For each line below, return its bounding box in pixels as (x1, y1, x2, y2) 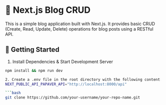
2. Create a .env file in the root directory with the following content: (5, 77, 163, 82)
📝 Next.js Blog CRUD (5, 4, 91, 16)
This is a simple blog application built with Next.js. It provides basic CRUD (5, 21, 156, 27)
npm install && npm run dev (5, 68, 63, 73)
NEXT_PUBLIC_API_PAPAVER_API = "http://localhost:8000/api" (5, 81, 127, 87)
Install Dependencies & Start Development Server (12, 59, 114, 65)
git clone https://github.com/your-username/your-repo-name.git (5, 95, 140, 100)
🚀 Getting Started (5, 45, 60, 54)
